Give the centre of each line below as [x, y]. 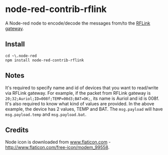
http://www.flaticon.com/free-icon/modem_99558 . [57, 147]
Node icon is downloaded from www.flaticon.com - [58, 142]
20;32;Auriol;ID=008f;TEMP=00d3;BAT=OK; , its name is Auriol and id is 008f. [82, 98]
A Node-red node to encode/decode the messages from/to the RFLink [78, 23]
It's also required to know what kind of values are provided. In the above [80, 103]
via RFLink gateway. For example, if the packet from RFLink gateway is [78, 93]
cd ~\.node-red [21, 56]
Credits [17, 130]
